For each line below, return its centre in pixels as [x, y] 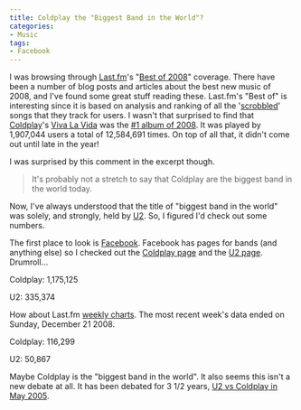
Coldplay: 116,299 [42, 342]
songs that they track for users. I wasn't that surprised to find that [132, 116]
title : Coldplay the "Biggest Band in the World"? [107, 18]
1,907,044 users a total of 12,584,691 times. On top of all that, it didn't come [150, 135]
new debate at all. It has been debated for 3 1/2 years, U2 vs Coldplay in [144, 387]
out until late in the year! [54, 144]
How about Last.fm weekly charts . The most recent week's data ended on [147, 315]
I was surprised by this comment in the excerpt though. [112, 162]
